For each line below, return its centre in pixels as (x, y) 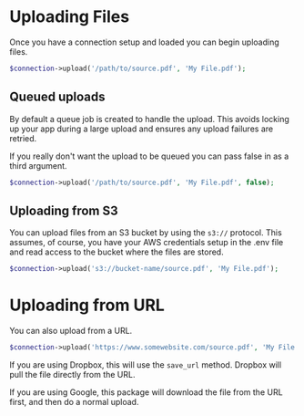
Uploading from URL (87, 305)
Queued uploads (57, 97)
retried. (23, 138)
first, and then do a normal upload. (74, 402)
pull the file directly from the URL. (72, 374)
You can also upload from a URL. (71, 331)
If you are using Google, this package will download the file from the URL (147, 392)
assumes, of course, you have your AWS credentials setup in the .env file (147, 243)
